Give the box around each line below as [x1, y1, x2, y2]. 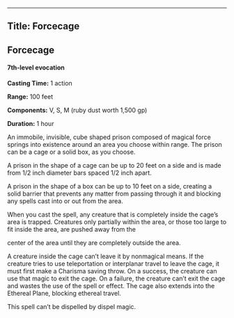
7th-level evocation [7, 63, 65, 72]
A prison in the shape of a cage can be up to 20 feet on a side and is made [7, 161, 221, 169]
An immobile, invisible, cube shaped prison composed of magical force [7, 133, 211, 141]
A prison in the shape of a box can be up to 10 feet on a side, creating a [7, 182, 212, 190]
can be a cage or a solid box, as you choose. [7, 148, 136, 156]
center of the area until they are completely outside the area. [7, 238, 181, 247]
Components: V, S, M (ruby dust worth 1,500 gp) [7, 106, 148, 114]
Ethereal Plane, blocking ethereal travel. [7, 289, 122, 297]
